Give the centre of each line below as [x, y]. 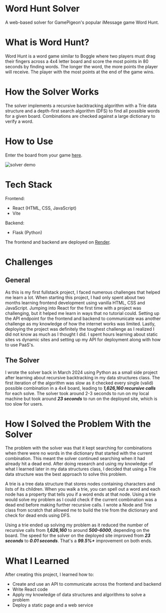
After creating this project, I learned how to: [50, 574]
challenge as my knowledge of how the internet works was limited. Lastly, [81, 324]
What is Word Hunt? [47, 42]
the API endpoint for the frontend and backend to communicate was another [83, 318]
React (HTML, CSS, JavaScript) [44, 208]
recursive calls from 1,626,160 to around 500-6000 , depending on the [77, 530]
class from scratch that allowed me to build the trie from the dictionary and [81, 510]
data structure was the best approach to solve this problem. [66, 474]
